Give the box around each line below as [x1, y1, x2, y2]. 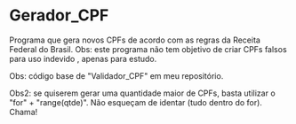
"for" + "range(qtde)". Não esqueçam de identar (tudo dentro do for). [9, 97, 262, 107]
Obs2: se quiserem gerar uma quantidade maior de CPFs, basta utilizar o [9, 88, 276, 98]
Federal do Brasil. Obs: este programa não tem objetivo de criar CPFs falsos [9, 43, 287, 54]
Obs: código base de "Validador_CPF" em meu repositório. [9, 70, 224, 81]
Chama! [9, 106, 38, 117]
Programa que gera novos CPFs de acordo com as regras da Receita [9, 35, 260, 45]
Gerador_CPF [9, 5, 109, 26]
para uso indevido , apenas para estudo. [9, 53, 157, 64]
